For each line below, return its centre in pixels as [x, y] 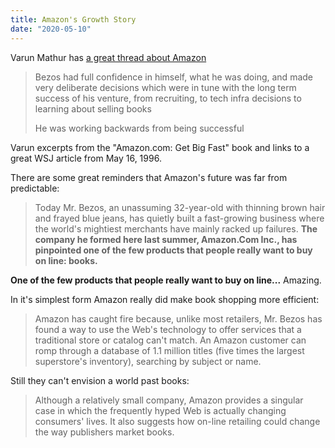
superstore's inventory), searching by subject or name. [148, 361]
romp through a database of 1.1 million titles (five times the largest [169, 350]
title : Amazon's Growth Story [73, 19]
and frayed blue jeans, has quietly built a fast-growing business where [179, 218]
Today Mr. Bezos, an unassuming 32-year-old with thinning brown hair [180, 207]
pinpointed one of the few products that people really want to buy [173, 250]
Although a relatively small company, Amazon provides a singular [169, 400]
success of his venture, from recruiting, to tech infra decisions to [168, 98]
